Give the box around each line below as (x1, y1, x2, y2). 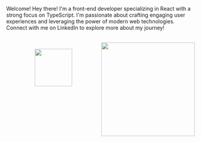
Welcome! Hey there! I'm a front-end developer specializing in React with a (6, 5, 191, 12)
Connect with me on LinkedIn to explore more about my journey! (6, 24, 165, 31)
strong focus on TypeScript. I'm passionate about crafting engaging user (6, 11, 185, 19)
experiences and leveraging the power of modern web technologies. (6, 18, 175, 25)
